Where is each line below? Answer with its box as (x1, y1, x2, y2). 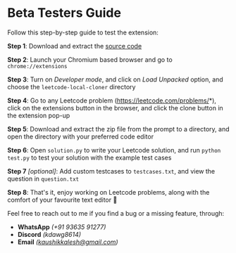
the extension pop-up (7, 111, 70, 119)
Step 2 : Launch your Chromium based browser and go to (7, 55, 173, 64)
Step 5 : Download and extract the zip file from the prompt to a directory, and (7, 124, 230, 133)
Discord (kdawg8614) (17, 230, 82, 238)
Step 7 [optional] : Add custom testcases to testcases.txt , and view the (7, 167, 216, 175)
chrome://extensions (7, 63, 68, 70)
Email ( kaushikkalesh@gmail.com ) (17, 238, 118, 246)
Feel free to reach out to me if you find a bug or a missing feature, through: (7, 209, 225, 217)
